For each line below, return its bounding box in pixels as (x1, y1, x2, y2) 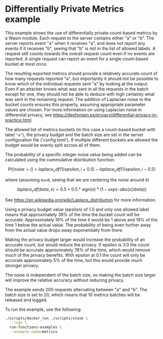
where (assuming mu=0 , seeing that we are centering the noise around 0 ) (5, 177, 149, 182)
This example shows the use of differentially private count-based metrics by (5, 30, 158, 36)
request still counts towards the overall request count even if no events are (5, 50, 155, 57)
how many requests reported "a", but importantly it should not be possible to (5, 76, 159, 81)
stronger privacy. (5, 262, 39, 268)
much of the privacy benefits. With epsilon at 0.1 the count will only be (5, 252, 145, 258)
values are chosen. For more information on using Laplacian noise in (5, 106, 142, 113)
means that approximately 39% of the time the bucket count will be (5, 211, 140, 218)
